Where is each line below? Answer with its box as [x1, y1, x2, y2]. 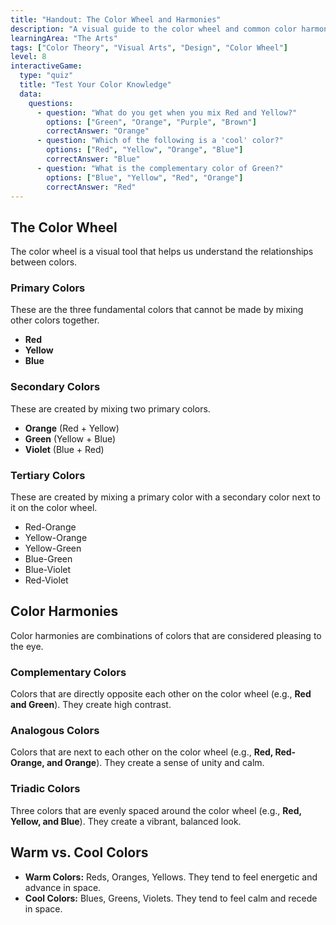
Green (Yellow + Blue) [24, 432, 117, 445]
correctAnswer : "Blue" [46, 154, 141, 164]
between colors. [10, 256, 78, 268]
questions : [28, 98, 74, 108]
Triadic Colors [10, 782, 81, 796]
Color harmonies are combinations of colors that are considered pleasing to [10, 629, 322, 641]
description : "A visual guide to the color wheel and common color [10, 24, 298, 34]
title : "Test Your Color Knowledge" [19, 80, 172, 90]
